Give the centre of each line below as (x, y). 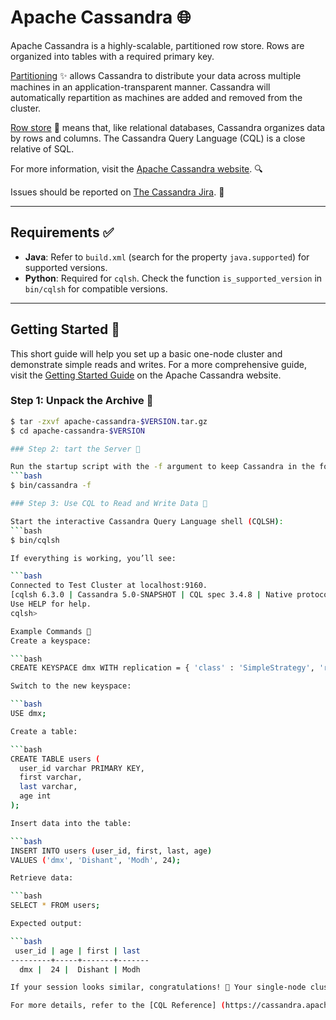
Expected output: (46, 924)
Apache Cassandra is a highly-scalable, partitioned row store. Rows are (157, 45)
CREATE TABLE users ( (55, 759)
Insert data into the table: (71, 823)
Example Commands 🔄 (51, 631)
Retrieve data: (42, 878)
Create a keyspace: (51, 641)
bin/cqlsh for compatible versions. (96, 288)
